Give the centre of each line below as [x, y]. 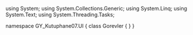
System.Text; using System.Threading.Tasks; [60, 15]
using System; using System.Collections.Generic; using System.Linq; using [96, 8]
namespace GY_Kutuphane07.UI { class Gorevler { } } [70, 26]
